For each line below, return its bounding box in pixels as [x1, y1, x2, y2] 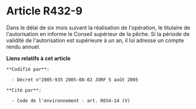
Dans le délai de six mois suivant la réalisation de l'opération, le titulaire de [6, 24, 191, 31]
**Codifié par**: [6, 66, 50, 72]
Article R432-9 [6, 4, 83, 18]
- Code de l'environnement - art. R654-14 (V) [11, 98, 130, 104]
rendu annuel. [6, 43, 41, 50]
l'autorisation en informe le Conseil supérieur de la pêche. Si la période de [6, 30, 190, 37]
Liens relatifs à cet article [6, 54, 71, 62]
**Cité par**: [6, 87, 42, 93]
